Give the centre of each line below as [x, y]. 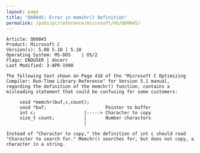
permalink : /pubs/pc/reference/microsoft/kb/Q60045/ [73, 23]
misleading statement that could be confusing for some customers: [92, 92]
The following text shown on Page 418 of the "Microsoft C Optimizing [96, 76]
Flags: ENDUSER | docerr [37, 61]
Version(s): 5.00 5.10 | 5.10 [44, 50]
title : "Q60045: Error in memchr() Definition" [67, 17]
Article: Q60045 [26, 40]
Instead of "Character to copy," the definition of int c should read [96, 134]
